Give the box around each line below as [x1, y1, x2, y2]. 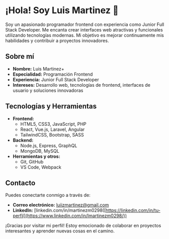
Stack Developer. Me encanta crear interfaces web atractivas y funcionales [5, 26, 163, 32]
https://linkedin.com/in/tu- [105, 208, 161, 214]
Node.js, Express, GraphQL [20, 142, 77, 149]
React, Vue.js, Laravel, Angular [20, 126, 85, 132]
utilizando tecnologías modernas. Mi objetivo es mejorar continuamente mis [5, 32, 164, 38]
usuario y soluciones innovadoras [12, 87, 83, 93]
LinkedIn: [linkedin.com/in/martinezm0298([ [12, 208, 106, 214]
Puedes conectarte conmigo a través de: [5, 192, 91, 198]
